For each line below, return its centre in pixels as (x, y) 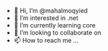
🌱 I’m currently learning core (55, 25)
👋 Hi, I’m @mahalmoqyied (51, 11)
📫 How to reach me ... (46, 40)
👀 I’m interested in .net (46, 18)
